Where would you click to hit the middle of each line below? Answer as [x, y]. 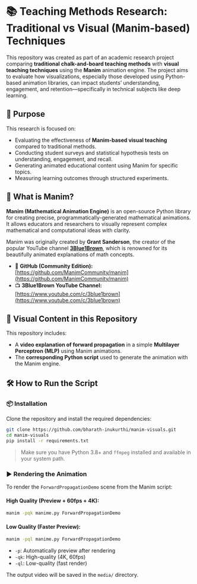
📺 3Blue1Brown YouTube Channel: [58, 285]
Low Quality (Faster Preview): [44, 526]
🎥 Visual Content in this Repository [72, 319]
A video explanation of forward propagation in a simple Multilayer [97, 345]
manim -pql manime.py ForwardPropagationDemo [63, 539]
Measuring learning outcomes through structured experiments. [92, 178]
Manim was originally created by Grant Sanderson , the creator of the [91, 241]
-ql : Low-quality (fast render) [51, 563]
